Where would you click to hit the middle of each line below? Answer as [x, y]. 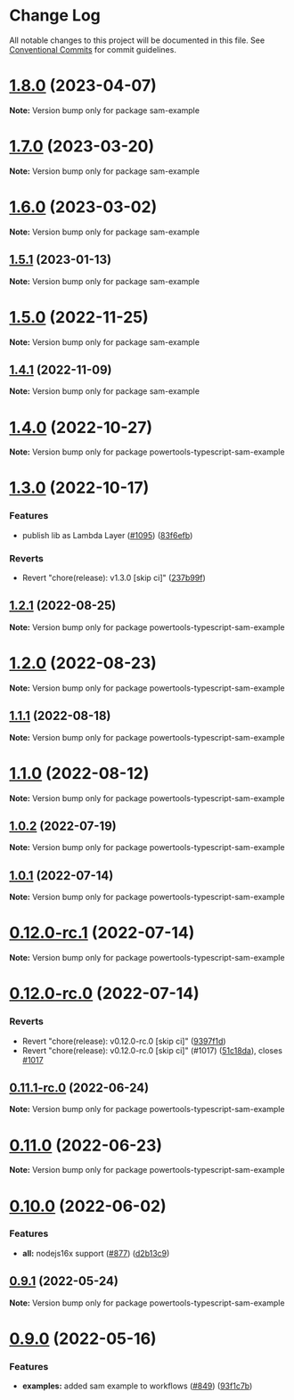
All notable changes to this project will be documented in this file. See [137, 40]
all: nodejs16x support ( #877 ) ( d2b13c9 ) [96, 1253]
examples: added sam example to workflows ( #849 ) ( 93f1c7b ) [137, 1386]
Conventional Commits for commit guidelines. [93, 49]
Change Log [55, 16]
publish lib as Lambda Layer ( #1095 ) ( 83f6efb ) [107, 535]
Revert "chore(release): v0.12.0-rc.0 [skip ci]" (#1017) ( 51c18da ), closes [152, 1050]
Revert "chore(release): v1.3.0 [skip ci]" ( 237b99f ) [114, 578]
